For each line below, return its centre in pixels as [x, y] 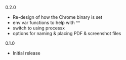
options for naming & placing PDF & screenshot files [67, 33]
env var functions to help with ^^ [46, 23]
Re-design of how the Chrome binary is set [57, 17]
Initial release [26, 53]
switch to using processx [38, 28]
